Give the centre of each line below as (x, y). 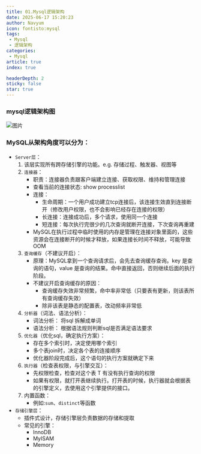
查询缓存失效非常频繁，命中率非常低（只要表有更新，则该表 (115, 290)
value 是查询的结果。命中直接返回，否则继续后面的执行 (127, 268)
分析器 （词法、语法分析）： (56, 313)
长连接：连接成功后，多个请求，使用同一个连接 (100, 217)
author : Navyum (25, 23)
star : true (20, 90)
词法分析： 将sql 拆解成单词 (67, 320)
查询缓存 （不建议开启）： (53, 253)
